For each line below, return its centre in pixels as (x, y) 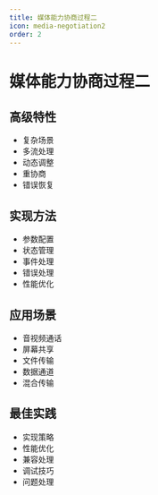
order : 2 (25, 34)
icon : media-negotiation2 (57, 26)
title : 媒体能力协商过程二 (54, 17)
